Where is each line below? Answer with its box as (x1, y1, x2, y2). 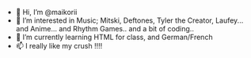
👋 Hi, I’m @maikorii (15, 8, 78, 16)
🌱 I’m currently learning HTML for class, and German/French (15, 32, 213, 42)
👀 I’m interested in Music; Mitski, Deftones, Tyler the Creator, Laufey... (15, 16, 244, 25)
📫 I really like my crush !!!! (15, 42, 103, 50)
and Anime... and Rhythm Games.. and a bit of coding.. (15, 24, 194, 33)
